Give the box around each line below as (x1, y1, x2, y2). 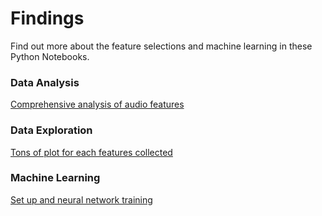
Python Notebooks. (10, 50, 90, 62)
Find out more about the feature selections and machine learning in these (10, 40, 313, 52)
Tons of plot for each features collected (10, 146, 173, 158)
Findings (10, 7, 85, 30)
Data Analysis (10, 75, 80, 89)
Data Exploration (10, 123, 93, 137)
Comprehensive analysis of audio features (10, 98, 185, 111)
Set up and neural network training (10, 193, 153, 206)
